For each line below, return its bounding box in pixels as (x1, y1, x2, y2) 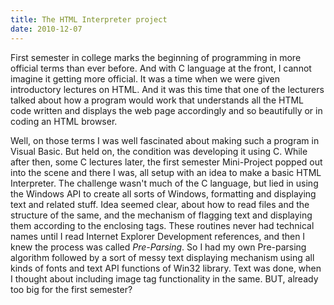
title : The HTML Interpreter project (10, 14, 168, 25)
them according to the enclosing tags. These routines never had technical (10, 219, 315, 231)
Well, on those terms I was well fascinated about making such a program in (10, 134, 320, 146)
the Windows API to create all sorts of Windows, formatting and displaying (10, 187, 317, 200)
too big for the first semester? (10, 283, 133, 295)
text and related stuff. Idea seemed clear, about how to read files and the (10, 198, 310, 210)
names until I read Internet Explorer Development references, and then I (10, 230, 306, 242)
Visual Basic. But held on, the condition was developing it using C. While (10, 145, 308, 157)
